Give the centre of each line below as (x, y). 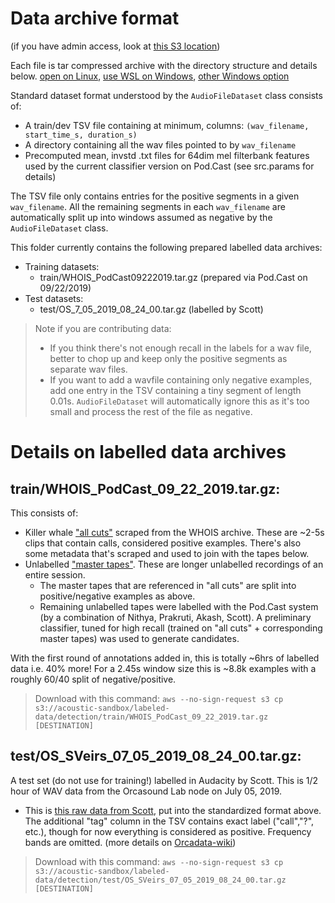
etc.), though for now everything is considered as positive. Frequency (168, 831)
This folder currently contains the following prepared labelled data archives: (166, 247)
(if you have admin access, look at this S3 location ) (115, 46)
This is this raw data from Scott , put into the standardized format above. (173, 810)
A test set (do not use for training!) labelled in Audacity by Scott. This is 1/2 (164, 780)
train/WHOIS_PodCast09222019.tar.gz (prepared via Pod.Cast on (173, 277)
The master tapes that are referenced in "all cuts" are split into (168, 585)
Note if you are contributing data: (103, 328)
